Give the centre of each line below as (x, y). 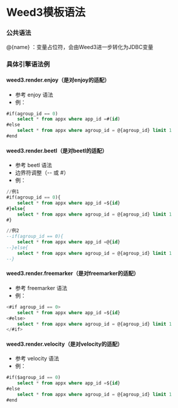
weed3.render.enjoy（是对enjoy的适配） (58, 80)
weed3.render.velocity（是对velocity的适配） (64, 344)
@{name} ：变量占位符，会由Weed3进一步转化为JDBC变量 (80, 47)
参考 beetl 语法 (34, 165)
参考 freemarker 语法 (41, 288)
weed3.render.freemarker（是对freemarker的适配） (73, 274)
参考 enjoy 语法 (34, 94)
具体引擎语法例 (28, 64)
